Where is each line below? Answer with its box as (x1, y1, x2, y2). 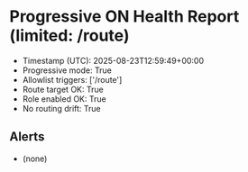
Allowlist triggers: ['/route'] (22, 74, 123, 85)
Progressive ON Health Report (9, 6, 240, 27)
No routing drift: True (22, 103, 101, 113)
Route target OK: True (22, 84, 104, 95)
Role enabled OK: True (22, 93, 106, 104)
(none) (22, 153, 48, 164)
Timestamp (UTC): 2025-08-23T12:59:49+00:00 (22, 55, 205, 66)
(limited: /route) (9, 25, 130, 46)
